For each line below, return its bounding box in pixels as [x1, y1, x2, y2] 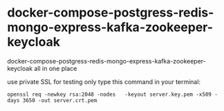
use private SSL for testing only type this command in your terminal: [7, 77, 201, 85]
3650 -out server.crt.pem [22, 97, 97, 104]
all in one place [34, 64, 77, 72]
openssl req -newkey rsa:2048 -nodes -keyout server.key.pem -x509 [7, 91, 212, 98]
